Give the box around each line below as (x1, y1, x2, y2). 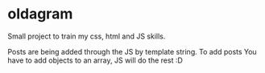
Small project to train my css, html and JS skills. (7, 31, 166, 41)
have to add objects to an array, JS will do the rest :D (7, 55, 183, 65)
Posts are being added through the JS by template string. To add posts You (7, 47, 257, 56)
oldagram (7, 5, 73, 23)
